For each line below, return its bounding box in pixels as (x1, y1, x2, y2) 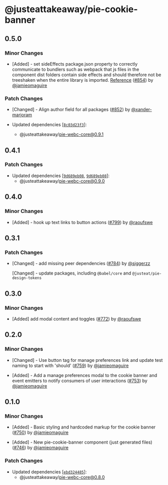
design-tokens (12, 276, 42, 281)
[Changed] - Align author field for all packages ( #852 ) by (12, 106, 130, 113)
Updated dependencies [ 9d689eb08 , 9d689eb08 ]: (12, 173, 110, 179)
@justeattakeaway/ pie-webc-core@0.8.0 (19, 474, 105, 480)
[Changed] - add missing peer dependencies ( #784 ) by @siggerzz (12, 260, 150, 266)
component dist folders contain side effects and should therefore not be (12, 72, 161, 78)
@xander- (131, 106, 152, 113)
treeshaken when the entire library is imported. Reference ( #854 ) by (12, 77, 154, 83)
